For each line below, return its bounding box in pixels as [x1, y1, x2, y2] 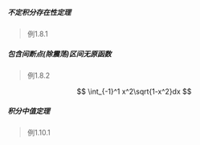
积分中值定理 [7, 106, 50, 115]
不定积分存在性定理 [7, 7, 71, 17]
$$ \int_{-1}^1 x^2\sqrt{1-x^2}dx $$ [76, 87, 192, 96]
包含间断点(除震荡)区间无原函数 [7, 49, 112, 58]
